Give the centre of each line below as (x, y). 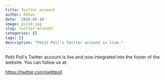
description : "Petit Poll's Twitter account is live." (64, 43)
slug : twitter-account (29, 29)
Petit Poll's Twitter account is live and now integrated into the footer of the (82, 57)
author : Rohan (20, 15)
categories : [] (21, 33)
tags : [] (14, 38)
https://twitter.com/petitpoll (34, 72)
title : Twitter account (30, 10)
